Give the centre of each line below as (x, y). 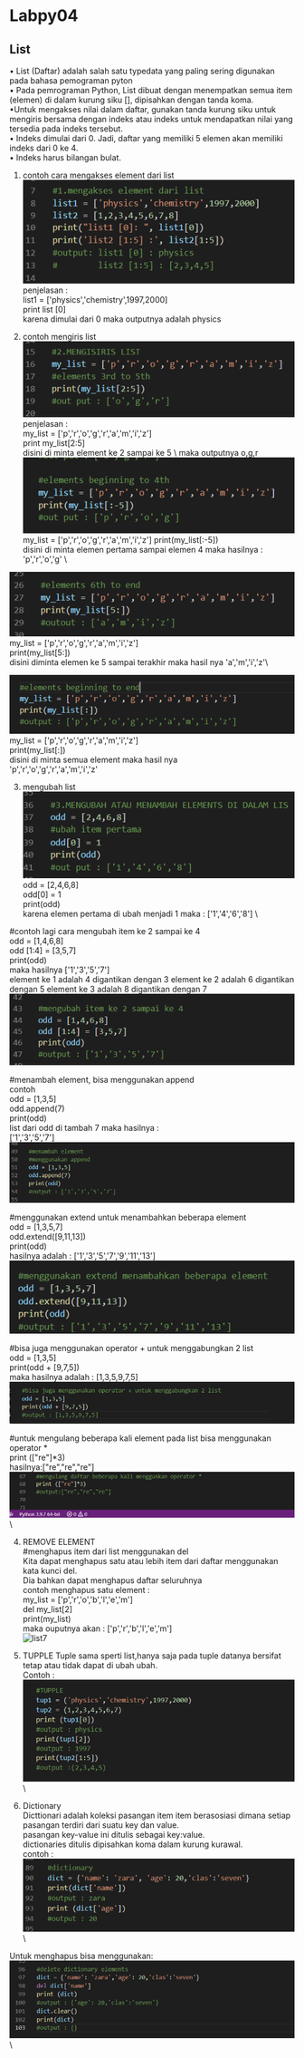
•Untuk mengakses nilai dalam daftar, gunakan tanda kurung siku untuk (142, 109)
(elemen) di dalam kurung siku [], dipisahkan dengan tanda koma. (132, 100)
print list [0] (44, 309)
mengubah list (49, 787)
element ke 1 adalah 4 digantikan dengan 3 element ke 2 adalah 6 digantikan (152, 979)
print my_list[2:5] (54, 443)
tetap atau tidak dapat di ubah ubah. (90, 1666)
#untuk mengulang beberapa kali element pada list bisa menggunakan (140, 1438)
